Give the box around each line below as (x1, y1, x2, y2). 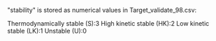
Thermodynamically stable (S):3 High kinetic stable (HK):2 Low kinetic (7, 19, 210, 27)
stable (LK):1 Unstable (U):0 (7, 27, 87, 35)
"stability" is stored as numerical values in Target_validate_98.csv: (7, 6, 197, 14)
